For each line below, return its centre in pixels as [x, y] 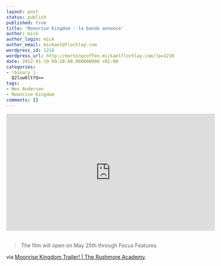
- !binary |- [22, 72]
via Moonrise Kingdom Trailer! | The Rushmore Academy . [77, 256]
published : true [26, 23]
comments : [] [22, 100]
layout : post [22, 12]
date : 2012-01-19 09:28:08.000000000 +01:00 [62, 61]
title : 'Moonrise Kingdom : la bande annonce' [65, 28]
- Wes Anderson [25, 89]
